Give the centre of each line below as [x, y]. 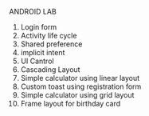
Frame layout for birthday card [71, 104]
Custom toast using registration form [81, 86]
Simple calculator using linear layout [80, 78]
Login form [39, 27]
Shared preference [51, 44]
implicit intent [43, 52]
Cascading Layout [50, 70]
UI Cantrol [37, 61]
